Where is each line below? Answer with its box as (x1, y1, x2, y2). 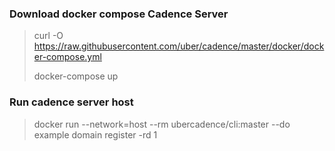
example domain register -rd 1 (33, 128, 158, 141)
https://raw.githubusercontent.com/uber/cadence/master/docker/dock (33, 40, 325, 52)
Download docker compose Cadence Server (9, 7, 229, 21)
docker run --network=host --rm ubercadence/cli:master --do (33, 118, 291, 130)
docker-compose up (33, 70, 119, 82)
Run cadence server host (9, 95, 134, 109)
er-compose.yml (33, 51, 102, 63)
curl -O (33, 30, 64, 42)
